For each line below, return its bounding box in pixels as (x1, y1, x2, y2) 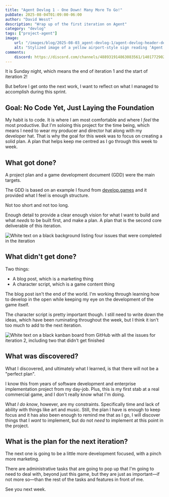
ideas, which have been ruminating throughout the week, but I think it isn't (5, 317, 159, 323)
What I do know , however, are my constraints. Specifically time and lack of (5, 401, 160, 407)
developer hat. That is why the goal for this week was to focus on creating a (5, 133, 162, 139)
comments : (5, 50, 26, 55)
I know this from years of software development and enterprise (5, 380, 136, 387)
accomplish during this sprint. (5, 89, 67, 95)
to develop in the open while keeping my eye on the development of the (5, 296, 154, 302)
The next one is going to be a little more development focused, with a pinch (5, 450, 162, 457)
